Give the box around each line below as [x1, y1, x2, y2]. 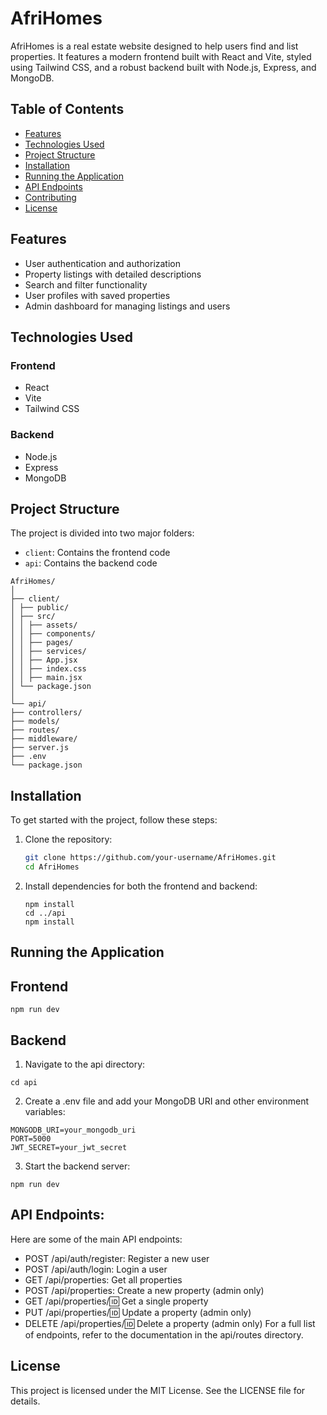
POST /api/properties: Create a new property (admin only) [24, 1284, 265, 1296]
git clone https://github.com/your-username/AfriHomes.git [24, 853, 277, 863]
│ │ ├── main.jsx [10, 673, 83, 683]
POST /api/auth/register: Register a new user [24, 1252, 210, 1264]
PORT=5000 [10, 1133, 52, 1144]
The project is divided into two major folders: [10, 527, 195, 539]
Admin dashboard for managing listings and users [24, 300, 231, 312]
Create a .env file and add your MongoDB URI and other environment [24, 1095, 310, 1107]
